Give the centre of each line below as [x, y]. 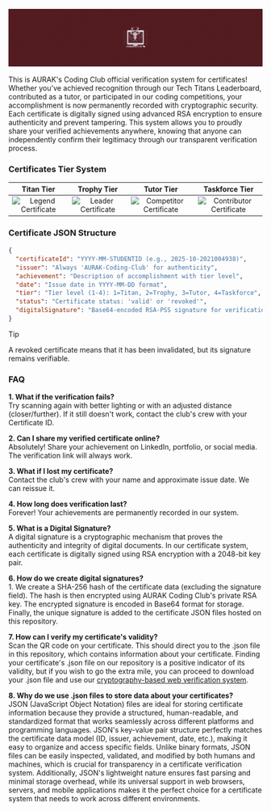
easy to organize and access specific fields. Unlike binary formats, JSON [129, 747]
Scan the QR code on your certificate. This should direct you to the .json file [134, 646]
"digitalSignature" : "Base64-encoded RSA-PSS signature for [119, 310]
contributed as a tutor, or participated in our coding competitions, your [125, 97]
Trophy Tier [98, 189]
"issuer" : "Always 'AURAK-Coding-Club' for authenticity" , [117, 268]
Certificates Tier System [58, 169]
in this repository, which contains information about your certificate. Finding [134, 654]
